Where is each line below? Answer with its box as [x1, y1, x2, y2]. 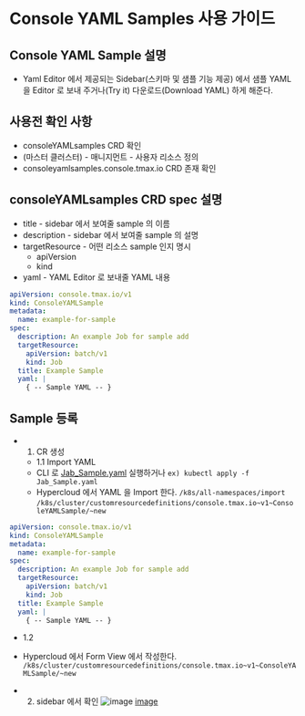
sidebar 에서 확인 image [36, 696, 158, 707]
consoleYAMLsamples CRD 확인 [22, 140, 142, 150]
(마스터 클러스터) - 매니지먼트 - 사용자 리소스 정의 [22, 151, 199, 162]
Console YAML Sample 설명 [9, 47, 167, 63]
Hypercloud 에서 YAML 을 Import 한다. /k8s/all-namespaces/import [36, 486, 286, 497]
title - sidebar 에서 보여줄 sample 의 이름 [22, 218, 170, 229]
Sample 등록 [9, 410, 79, 426]
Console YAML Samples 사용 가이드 [9, 8, 276, 29]
